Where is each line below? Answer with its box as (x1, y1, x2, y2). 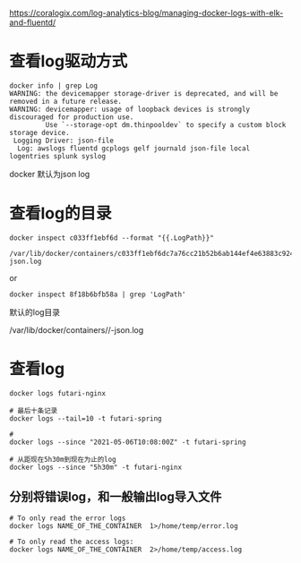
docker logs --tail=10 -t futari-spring (9, 414, 163, 423)
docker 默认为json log (9, 168, 90, 179)
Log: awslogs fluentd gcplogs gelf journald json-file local (17, 143, 251, 153)
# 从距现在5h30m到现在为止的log (9, 455, 116, 464)
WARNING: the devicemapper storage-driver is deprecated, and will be (9, 89, 279, 98)
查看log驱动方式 (9, 51, 128, 72)
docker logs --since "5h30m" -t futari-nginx (9, 463, 182, 472)
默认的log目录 (9, 306, 61, 317)
